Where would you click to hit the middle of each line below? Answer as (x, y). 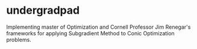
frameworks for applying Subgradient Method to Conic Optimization (90, 33)
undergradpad (43, 10)
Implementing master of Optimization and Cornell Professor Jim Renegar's (98, 27)
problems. (19, 39)
